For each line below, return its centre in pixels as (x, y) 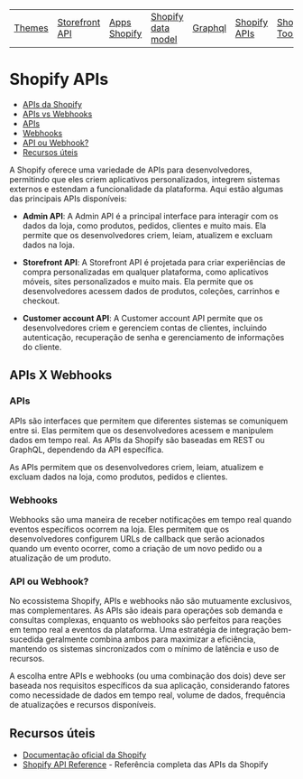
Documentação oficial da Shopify (84, 755)
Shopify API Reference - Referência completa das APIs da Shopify (145, 765)
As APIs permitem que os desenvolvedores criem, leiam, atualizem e (137, 467)
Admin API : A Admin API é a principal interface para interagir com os (150, 216)
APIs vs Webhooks (57, 114)
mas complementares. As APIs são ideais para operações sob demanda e (146, 611)
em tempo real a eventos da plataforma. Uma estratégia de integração (140, 630)
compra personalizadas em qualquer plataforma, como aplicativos (145, 272)
